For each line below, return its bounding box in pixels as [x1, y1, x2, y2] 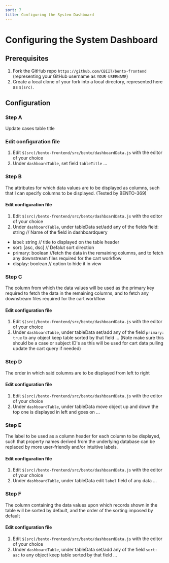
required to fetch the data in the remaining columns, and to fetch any [5, 290, 149, 296]
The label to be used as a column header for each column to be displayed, [5, 433, 161, 440]
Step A [5, 114, 22, 121]
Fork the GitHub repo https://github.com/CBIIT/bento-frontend [12, 68, 147, 74]
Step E [5, 421, 22, 428]
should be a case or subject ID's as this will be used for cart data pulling [12, 340, 163, 346]
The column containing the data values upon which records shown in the [5, 502, 158, 508]
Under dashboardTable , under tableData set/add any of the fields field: [12, 224, 159, 230]
